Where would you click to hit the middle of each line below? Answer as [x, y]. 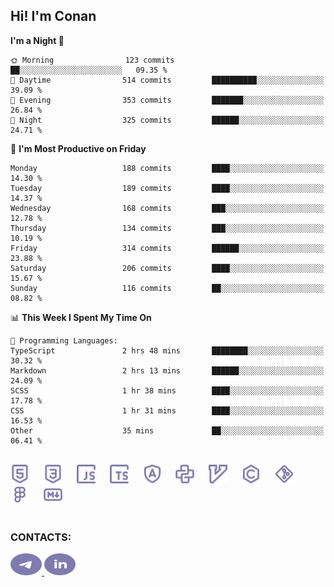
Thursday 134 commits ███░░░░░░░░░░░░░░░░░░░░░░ [167, 228]
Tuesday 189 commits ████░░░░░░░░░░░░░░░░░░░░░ [167, 188]
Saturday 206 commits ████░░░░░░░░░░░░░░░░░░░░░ [167, 268]
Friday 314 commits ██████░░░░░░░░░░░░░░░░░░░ [167, 248]
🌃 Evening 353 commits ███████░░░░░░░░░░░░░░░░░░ [167, 100]
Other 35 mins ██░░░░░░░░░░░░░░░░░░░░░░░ [167, 430]
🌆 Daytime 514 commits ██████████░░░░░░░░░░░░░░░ [167, 80]
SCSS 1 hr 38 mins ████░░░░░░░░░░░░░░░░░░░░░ [167, 390]
